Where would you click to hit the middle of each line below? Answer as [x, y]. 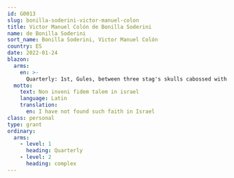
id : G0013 [22, 14]
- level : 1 [36, 144]
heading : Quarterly [54, 151]
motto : [23, 85]
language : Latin [44, 99]
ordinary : [22, 131]
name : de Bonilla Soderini [47, 33]
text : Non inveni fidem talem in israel [80, 92]
